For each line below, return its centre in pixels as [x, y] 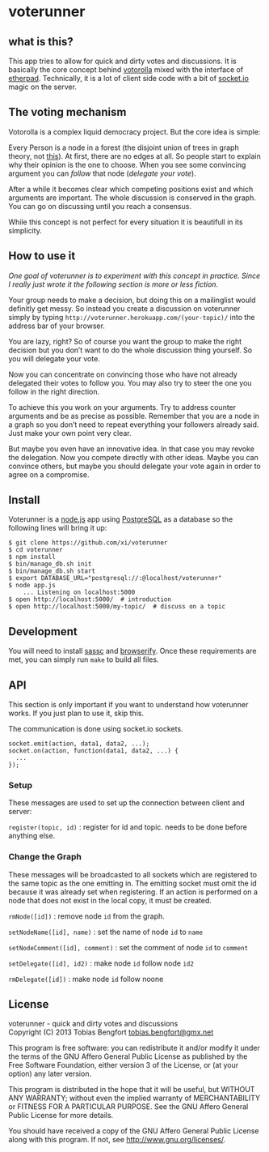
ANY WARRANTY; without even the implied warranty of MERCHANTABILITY [134, 1098]
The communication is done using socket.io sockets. [96, 729]
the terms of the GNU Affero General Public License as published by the [128, 1056]
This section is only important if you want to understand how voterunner [128, 705]
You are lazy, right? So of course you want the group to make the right [125, 341]
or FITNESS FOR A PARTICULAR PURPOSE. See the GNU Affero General [128, 1107]
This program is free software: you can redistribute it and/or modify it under [134, 1048]
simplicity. [25, 230]
